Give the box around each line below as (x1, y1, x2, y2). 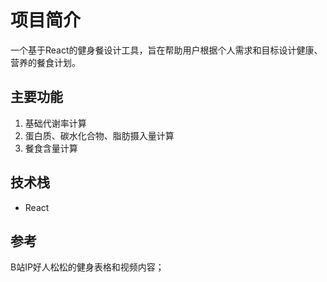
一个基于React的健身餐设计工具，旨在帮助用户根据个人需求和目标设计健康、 (10, 44, 323, 56)
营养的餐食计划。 (10, 56, 81, 68)
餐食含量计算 (24, 142, 78, 154)
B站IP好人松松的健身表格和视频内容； (10, 261, 165, 273)
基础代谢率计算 (24, 117, 87, 129)
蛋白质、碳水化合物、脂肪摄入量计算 (24, 129, 175, 141)
